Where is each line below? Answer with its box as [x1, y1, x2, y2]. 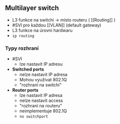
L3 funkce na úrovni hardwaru [12, 27, 73, 33]
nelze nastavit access [19, 98, 63, 103]
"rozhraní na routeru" [19, 103, 62, 109]
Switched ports [12, 66, 44, 73]
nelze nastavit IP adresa [19, 72, 68, 77]
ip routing [12, 33, 35, 38]
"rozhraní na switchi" [19, 82, 62, 88]
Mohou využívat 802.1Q [19, 77, 67, 83]
